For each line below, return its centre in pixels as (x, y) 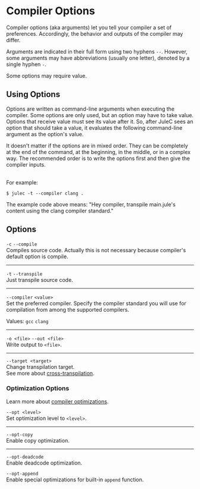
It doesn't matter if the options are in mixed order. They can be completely (97, 145)
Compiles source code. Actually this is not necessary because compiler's (96, 250)
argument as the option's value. (45, 134)
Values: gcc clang (27, 321)
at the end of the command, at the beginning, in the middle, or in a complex (99, 152)
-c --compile (22, 244)
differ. (13, 40)
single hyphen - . (26, 64)
